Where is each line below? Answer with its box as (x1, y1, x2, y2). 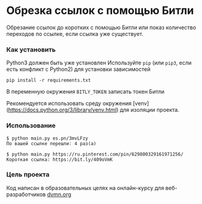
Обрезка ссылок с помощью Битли (6, 4, 194, 18)
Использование (6, 121, 56, 130)
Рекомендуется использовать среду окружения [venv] (6, 100, 149, 107)
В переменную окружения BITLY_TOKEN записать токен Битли (6, 88, 165, 95)
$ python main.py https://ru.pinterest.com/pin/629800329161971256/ (6, 151, 184, 157)
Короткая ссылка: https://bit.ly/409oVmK (6, 156, 113, 163)
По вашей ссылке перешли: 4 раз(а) (6, 140, 97, 146)
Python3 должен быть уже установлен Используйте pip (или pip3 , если (6, 59, 192, 67)
